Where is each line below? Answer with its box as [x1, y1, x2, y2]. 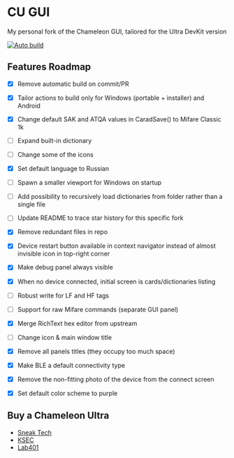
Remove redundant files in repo [17, 228, 108, 236]
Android [17, 101, 41, 110]
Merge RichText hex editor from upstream [17, 319, 138, 327]
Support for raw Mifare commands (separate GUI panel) [17, 305, 179, 313]
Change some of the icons [17, 151, 94, 158]
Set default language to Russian [17, 165, 110, 173]
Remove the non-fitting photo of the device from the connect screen [17, 375, 214, 383]
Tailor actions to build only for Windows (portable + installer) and [17, 94, 205, 102]
